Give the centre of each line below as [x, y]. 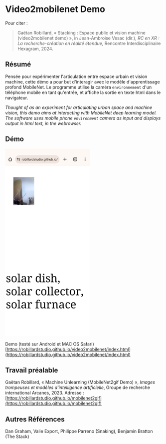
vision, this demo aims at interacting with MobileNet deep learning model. [81, 112]
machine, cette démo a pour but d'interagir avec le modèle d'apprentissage [83, 81]
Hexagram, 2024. [35, 48]
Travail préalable [32, 370]
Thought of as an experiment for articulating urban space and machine [79, 107]
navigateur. [17, 97]
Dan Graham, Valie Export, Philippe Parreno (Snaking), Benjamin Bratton [79, 431]
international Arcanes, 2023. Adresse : [45, 393]
